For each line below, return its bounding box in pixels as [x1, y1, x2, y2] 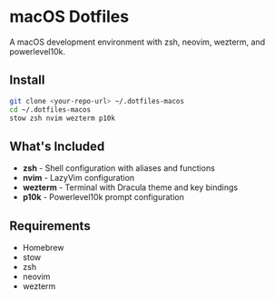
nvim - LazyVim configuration [22, 173, 135, 184]
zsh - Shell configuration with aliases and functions [22, 163, 216, 174]
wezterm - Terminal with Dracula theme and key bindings [22, 182, 239, 193]
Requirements [9, 218, 91, 234]
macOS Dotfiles [9, 6, 130, 27]
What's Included [9, 138, 105, 154]
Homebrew [22, 243, 64, 253]
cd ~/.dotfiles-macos [9, 105, 92, 115]
